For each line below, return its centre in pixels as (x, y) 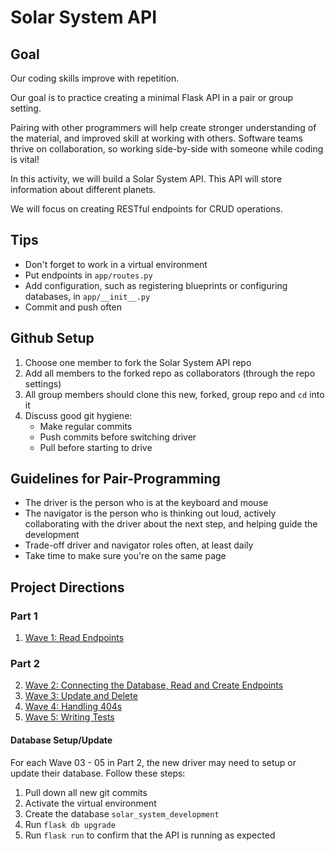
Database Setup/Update (61, 740)
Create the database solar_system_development (122, 813)
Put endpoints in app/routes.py (88, 275)
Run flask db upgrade (70, 824)
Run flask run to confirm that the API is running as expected (150, 835)
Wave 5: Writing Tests (69, 717)
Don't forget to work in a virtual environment (116, 264)
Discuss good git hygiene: (78, 415)
